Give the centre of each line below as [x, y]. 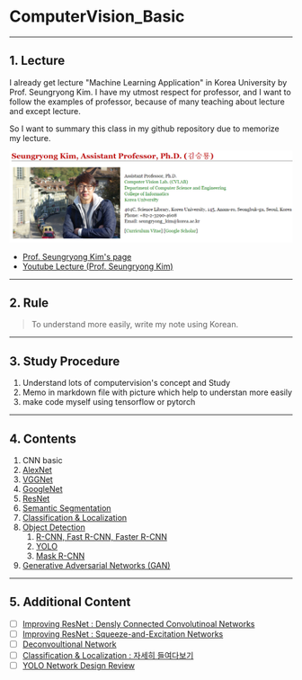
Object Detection [53, 527]
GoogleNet [42, 489]
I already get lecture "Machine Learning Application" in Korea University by [148, 82]
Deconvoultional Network [69, 644]
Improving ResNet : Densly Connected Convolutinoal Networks [138, 623]
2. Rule [29, 303]
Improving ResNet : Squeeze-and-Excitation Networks [123, 634]
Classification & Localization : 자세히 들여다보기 [108, 656]
